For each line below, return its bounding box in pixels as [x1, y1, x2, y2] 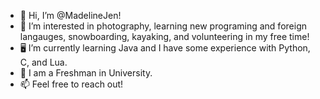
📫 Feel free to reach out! [19, 78, 124, 90]
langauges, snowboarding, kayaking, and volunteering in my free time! [19, 31, 310, 42]
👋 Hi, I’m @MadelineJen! [19, 10, 122, 21]
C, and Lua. [19, 56, 68, 68]
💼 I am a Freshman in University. [19, 67, 153, 79]
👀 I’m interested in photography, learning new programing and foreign [19, 20, 307, 32]
